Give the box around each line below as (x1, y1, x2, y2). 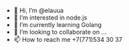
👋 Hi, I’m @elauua (13, 7, 64, 14)
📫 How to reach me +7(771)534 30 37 (13, 36, 123, 43)
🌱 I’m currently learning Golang (13, 21, 102, 28)
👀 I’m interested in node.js (13, 14, 88, 22)
